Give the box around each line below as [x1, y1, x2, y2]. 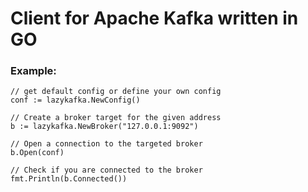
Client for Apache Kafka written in [10, 7, 299, 30]
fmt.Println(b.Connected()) [10, 174, 128, 184]
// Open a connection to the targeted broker [10, 139, 203, 149]
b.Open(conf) [10, 148, 65, 158]
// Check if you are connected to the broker [10, 165, 203, 176]
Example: [10, 64, 57, 78]
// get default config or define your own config [10, 87, 222, 97]
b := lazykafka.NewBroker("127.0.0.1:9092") [10, 122, 199, 132]
